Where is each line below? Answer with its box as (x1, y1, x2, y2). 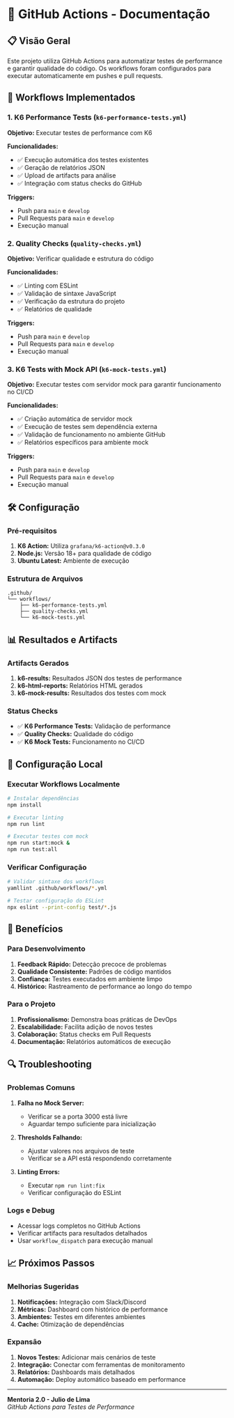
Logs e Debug (7, 1206, 55, 1215)
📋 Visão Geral (7, 35, 71, 47)
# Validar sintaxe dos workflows (7, 878, 104, 885)
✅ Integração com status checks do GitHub (17, 179, 142, 187)
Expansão (7, 1337, 42, 1347)
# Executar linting (7, 814, 64, 821)
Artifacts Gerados (7, 658, 70, 668)
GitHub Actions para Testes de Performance (7, 1403, 135, 1411)
